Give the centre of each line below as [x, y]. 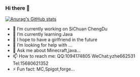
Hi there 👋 [18, 8]
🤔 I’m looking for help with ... [42, 45]
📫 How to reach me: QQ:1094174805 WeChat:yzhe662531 [74, 56]
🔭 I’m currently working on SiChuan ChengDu [60, 29]
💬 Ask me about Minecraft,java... [47, 51]
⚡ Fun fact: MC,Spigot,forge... [44, 69]
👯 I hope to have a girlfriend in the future [55, 40]
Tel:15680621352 [30, 63]
